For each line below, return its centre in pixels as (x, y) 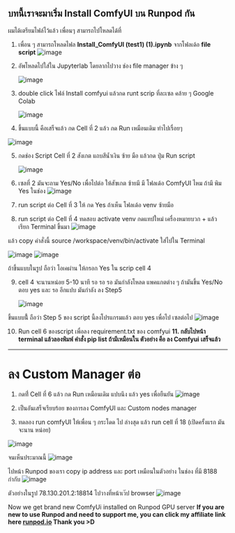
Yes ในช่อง (32, 190)
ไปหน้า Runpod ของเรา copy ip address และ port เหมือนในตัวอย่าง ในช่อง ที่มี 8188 (113, 471)
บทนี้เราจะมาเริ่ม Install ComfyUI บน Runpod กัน (101, 14)
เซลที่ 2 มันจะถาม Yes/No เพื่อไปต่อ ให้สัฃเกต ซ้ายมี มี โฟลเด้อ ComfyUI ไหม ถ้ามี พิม (120, 183)
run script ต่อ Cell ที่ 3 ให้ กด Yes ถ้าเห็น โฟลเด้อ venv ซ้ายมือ (96, 204)
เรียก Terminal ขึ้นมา (44, 226)
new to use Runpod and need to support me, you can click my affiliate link (117, 514)
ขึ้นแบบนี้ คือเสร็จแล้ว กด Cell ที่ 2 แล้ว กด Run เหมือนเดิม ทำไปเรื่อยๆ (100, 128)
